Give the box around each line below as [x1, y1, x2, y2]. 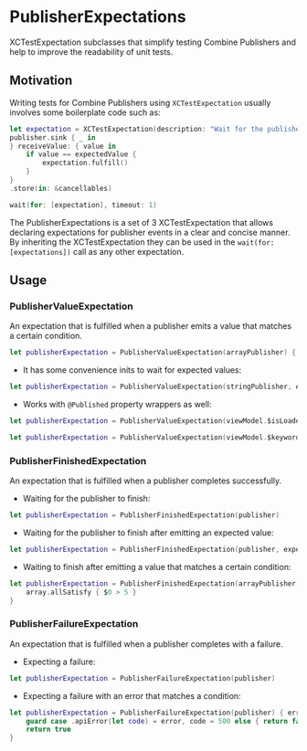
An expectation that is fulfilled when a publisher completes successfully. [9, 475, 282, 486]
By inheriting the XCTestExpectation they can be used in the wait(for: [9, 236, 275, 248]
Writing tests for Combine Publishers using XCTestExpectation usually [9, 97, 271, 108]
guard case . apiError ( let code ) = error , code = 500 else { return [26, 716, 289, 725]
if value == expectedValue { [26, 150, 137, 159]
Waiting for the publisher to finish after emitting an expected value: [22, 527, 274, 538]
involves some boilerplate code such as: [9, 107, 162, 118]
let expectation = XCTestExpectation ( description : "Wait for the [9, 124, 263, 133]
